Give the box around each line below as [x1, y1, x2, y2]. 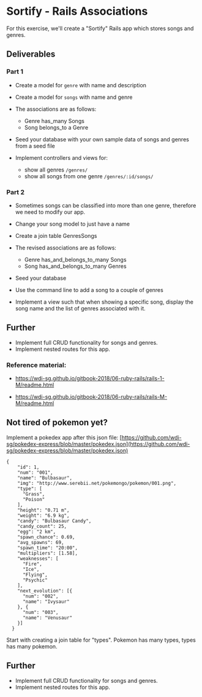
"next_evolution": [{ [17, 588, 72, 594]
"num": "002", [22, 593, 59, 599]
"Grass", [22, 490, 45, 497]
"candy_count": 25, [17, 523, 67, 529]
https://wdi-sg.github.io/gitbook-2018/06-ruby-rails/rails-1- [15, 375, 165, 382]
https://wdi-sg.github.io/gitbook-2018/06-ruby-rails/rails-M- [15, 393, 167, 401]
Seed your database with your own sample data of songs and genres [15, 135, 190, 143]
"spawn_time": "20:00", [17, 545, 78, 551]
